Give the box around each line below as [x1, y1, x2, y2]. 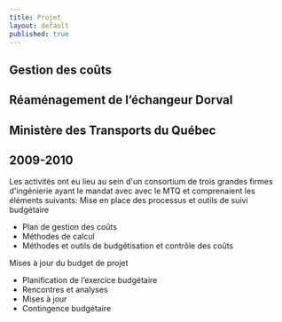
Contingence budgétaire [21, 303, 112, 314]
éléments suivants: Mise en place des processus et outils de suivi [9, 195, 248, 206]
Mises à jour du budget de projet [9, 258, 129, 269]
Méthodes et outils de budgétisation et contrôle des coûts [21, 240, 234, 251]
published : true [9, 29, 69, 38]
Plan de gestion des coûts [21, 222, 118, 232]
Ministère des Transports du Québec [9, 122, 216, 137]
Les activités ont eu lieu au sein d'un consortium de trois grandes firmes [9, 177, 273, 187]
